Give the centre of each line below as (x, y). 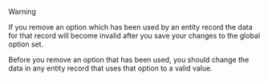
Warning (22, 12)
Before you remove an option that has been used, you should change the (129, 60)
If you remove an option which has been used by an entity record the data (130, 27)
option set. (26, 44)
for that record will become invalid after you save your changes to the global (134, 36)
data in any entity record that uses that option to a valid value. (110, 68)
